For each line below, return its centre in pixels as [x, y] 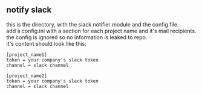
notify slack [29, 10]
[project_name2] [27, 76]
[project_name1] [27, 55]
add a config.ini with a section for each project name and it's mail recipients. [101, 31]
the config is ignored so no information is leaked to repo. [77, 37]
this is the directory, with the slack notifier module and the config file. [93, 24]
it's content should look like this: [46, 43]
